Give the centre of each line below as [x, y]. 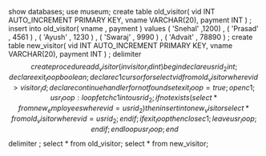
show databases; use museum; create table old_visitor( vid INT [112, 12]
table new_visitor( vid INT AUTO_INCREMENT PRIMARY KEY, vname [121, 46]
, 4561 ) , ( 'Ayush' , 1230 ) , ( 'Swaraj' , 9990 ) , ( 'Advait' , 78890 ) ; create [131, 37]
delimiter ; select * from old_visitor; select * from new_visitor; [109, 143]
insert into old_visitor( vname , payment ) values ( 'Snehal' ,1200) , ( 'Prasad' [133, 28]
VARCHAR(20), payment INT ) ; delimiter [75, 54]
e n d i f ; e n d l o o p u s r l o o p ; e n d [135, 130]
